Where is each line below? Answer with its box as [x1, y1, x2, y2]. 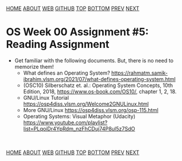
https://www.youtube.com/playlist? [23, 119, 108, 126]
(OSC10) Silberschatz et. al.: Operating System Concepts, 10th [23, 82, 173, 89]
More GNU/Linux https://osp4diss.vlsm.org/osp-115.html [23, 106, 159, 113]
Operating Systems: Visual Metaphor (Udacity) [23, 113, 136, 120]
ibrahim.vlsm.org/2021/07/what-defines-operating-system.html [23, 75, 176, 82]
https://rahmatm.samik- [111, 69, 168, 76]
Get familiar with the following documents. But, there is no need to [14, 57, 174, 64]
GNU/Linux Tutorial [23, 94, 69, 101]
